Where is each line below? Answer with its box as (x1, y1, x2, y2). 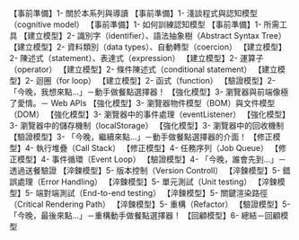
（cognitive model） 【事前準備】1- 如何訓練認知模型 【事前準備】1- (9, 19, 262, 30)
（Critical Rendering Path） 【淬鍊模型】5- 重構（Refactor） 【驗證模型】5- (9, 199, 291, 209)
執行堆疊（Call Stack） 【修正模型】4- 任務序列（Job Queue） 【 (35, 143, 279, 153)
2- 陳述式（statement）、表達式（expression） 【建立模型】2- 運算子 (9, 53, 264, 63)
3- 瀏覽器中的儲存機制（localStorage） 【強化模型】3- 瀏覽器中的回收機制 (9, 120, 285, 130)
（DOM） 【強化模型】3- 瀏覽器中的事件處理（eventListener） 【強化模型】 (9, 109, 290, 120)
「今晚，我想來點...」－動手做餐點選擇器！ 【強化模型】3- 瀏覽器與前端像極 (9, 86, 289, 97)
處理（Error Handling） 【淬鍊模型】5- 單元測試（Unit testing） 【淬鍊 (16, 176, 278, 187)
